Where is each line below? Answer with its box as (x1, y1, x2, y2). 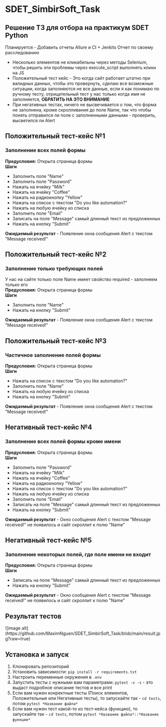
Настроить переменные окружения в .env (12, 674, 102, 680)
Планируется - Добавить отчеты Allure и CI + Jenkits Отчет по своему (5, 44, 154, 50)
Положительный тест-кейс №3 (5, 336, 107, 345)
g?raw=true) (5, 636, 31, 642)
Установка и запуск (5, 650, 69, 659)
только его (5, 282, 28, 288)
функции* (12, 718, 31, 723)
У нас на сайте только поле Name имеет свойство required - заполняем (5, 277, 158, 283)
